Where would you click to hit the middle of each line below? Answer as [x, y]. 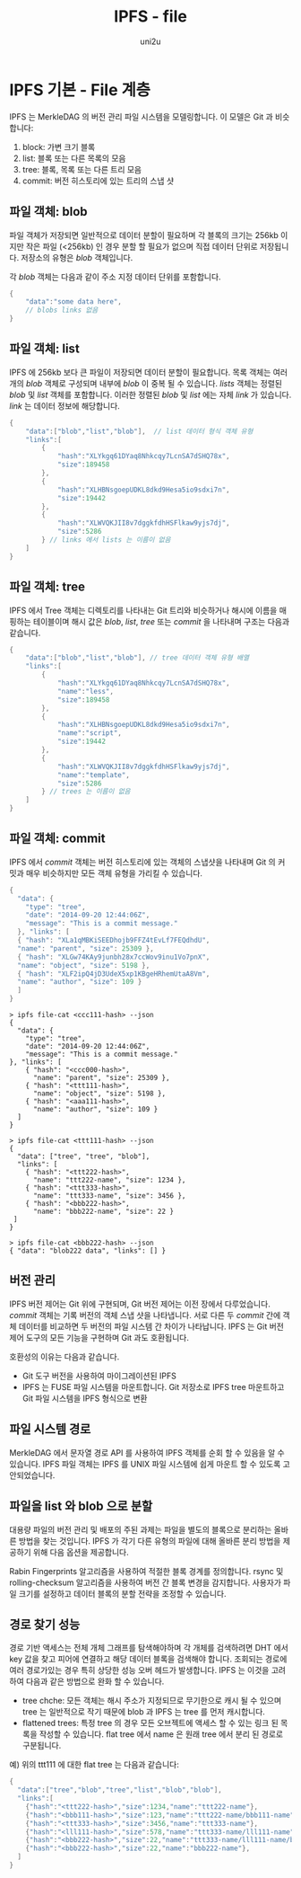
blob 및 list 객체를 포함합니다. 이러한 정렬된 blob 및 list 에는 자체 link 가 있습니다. [150, 394]
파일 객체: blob [48, 212]
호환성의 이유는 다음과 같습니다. [64, 1356]
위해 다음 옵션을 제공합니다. [81, 1552]
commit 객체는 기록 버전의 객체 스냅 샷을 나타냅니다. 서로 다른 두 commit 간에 [145, 1315]
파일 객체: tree [47, 587]
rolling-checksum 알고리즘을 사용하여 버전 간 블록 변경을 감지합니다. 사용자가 [146, 1582]
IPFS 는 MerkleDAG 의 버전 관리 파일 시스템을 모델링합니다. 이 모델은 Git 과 [141, 116]
